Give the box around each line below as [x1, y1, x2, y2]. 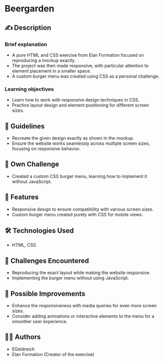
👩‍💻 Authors [4, 333, 41, 341]
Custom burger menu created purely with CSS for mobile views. [11, 211, 143, 217]
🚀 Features [4, 193, 39, 201]
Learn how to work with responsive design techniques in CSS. [11, 97, 140, 103]
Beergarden [4, 3, 55, 14]
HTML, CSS [11, 242, 36, 248]
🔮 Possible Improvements [4, 289, 86, 298]
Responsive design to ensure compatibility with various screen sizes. [11, 206, 154, 212]
